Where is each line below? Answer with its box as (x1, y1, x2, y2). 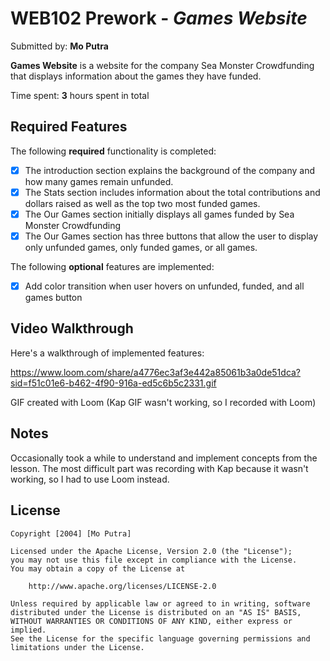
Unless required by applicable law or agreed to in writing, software (10, 598, 311, 609)
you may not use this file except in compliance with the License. (10, 555, 298, 565)
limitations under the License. (10, 642, 145, 652)
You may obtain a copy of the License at (10, 563, 186, 574)
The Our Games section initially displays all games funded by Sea (24, 208, 295, 220)
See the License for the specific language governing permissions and (10, 633, 311, 644)
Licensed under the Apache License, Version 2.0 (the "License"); (10, 546, 293, 556)
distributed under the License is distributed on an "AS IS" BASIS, (10, 607, 302, 617)
